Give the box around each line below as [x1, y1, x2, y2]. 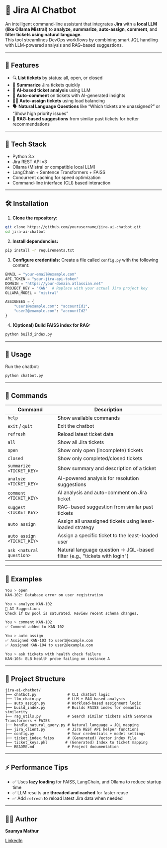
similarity [5, 710, 28, 715]
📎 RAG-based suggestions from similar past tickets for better [12, 115, 139, 121]
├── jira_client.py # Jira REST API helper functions [5, 727, 139, 732]
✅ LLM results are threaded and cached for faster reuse [12, 790, 128, 796]
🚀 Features [5, 61, 39, 70]
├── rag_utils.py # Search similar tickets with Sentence [5, 714, 153, 719]
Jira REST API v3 [12, 159, 47, 165]
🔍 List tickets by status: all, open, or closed [12, 75, 103, 81]
